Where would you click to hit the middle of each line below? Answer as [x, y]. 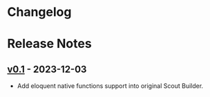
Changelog [39, 12]
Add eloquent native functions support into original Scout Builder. [110, 86]
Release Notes [49, 44]
